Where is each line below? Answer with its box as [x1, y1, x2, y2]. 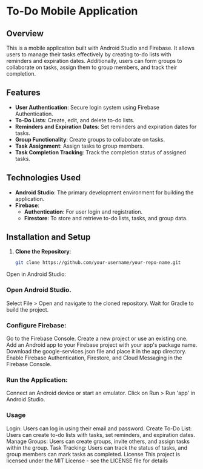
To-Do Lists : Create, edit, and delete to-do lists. [15, 116, 135, 123]
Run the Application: [6, 375, 68, 384]
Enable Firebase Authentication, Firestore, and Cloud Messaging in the [6, 354, 182, 361]
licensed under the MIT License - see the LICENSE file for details [6, 457, 168, 464]
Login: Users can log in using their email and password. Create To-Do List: [6, 425, 192, 432]
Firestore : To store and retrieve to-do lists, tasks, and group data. [24, 214, 188, 221]
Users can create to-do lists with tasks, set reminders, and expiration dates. [6, 431, 196, 438]
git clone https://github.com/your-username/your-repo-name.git [15, 260, 181, 266]
